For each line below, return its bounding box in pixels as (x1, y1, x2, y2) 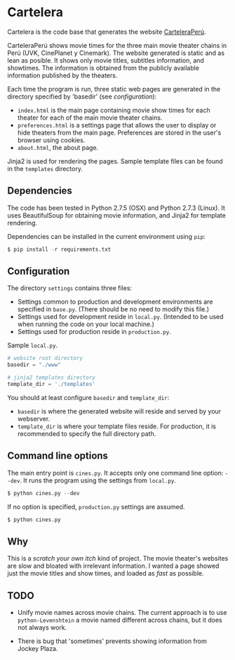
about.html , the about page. (17, 143, 99, 151)
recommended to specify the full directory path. (17, 429, 156, 437)
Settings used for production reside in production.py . (17, 328, 172, 336)
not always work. (17, 623, 67, 632)
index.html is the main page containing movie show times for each (17, 106, 210, 114)
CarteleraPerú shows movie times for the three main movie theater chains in (7, 41, 227, 49)
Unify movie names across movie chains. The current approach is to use (17, 609, 227, 617)
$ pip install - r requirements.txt (7, 246, 112, 253)
